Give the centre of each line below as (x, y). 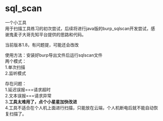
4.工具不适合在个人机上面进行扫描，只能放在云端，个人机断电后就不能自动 (80, 107)
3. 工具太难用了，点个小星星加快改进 (41, 102)
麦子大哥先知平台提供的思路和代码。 (50, 34)
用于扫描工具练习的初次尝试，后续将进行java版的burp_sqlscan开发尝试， (78, 28)
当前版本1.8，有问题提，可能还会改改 (42, 45)
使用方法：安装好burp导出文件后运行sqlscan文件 (54, 55)
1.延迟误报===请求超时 (28, 90)
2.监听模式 (16, 73)
